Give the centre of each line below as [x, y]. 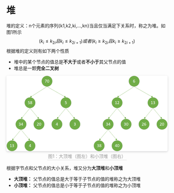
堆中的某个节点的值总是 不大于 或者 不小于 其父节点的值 [70, 61]
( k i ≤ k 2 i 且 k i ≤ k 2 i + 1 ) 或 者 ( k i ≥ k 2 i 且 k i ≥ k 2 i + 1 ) [87, 41]
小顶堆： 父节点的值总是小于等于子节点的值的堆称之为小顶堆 [77, 185]
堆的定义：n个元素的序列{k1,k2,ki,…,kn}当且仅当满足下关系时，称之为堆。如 [86, 26]
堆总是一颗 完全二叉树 [36, 68]
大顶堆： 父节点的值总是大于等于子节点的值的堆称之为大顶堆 [77, 179]
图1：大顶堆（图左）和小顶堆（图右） [87, 156]
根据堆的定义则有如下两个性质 [38, 51]
